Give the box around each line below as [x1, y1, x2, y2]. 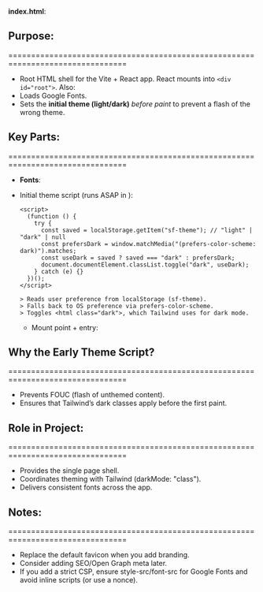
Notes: [8, 505, 42, 519]
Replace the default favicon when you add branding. [19, 550, 191, 560]
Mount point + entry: [31, 322, 98, 332]
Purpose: [8, 29, 54, 43]
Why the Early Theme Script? [8, 346, 155, 359]
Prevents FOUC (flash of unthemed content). [19, 390, 165, 400]
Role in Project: [8, 421, 84, 434]
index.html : [8, 7, 46, 16]
